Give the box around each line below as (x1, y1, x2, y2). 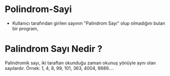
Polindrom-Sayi (5, 4, 72, 15)
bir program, (12, 25, 39, 31)
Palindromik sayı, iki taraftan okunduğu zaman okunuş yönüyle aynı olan (5, 59, 156, 66)
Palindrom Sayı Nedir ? (5, 43, 103, 55)
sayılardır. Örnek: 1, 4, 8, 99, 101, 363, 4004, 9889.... (5, 65, 114, 71)
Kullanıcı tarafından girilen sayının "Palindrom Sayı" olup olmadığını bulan (12, 20, 165, 26)
